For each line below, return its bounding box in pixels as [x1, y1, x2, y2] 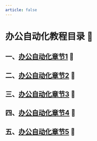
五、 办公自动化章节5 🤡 [5, 127, 75, 136]
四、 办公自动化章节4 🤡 [5, 109, 76, 117]
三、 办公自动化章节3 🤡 [5, 89, 76, 99]
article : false [5, 7, 37, 13]
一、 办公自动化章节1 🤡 [5, 53, 74, 61]
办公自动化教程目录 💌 [5, 31, 93, 42]
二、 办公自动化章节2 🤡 [5, 71, 75, 80]
